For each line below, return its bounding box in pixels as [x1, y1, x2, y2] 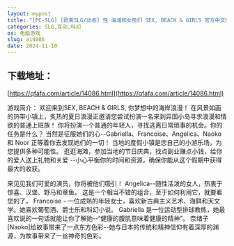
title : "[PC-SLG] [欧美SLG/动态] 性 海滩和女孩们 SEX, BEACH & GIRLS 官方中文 [7, 17, 226, 24]
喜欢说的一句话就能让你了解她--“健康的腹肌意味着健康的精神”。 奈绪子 [7, 214, 209, 222]
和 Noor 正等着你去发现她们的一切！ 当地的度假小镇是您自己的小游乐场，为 [7, 138, 222, 146]
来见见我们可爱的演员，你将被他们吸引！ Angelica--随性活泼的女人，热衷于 [7, 179, 223, 187]
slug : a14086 [7, 36, 45, 43]
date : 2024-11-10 [7, 43, 58, 49]
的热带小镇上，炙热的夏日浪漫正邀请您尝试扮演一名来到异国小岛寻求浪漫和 [7, 112, 221, 121]
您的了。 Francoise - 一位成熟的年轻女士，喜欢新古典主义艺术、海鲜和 [7, 197, 208, 205]
